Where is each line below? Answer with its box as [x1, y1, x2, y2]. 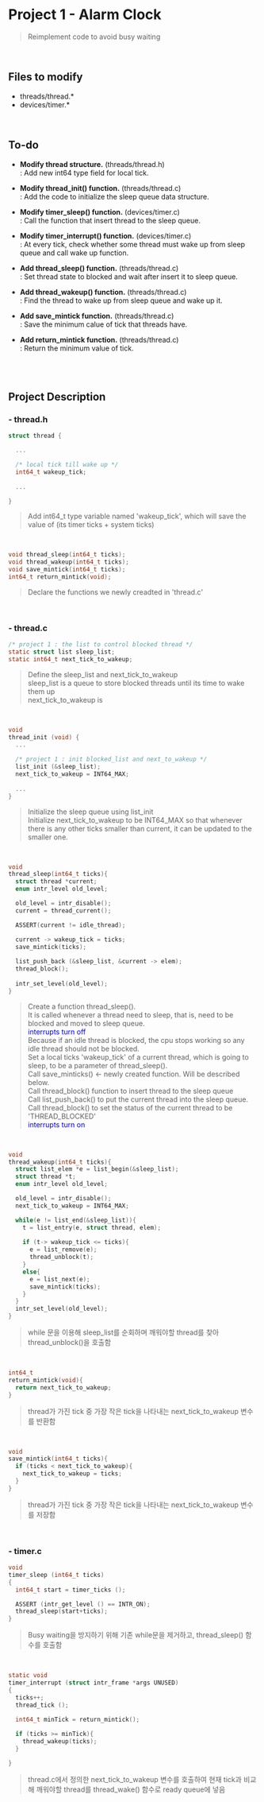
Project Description [8, 389, 106, 403]
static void [8, 1672, 48, 1680]
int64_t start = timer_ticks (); [15, 1586, 126, 1594]
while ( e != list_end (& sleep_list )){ [15, 1216, 136, 1224]
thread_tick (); [15, 1701, 69, 1709]
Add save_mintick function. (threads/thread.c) [19, 311, 174, 320]
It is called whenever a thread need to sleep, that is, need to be [27, 1010, 234, 1019]
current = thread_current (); [15, 906, 112, 915]
